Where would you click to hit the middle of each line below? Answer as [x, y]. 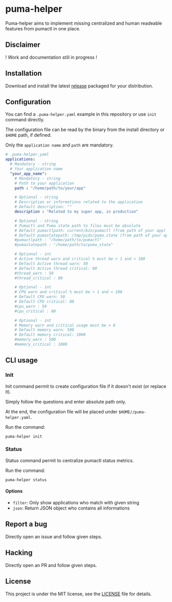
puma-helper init [24, 436]
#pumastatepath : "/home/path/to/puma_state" [64, 245]
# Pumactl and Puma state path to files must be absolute [78, 226]
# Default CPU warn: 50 [40, 297]
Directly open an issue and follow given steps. [54, 536]
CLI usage [22, 360]
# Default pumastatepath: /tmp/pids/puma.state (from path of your [88, 235]
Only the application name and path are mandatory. [60, 145]
